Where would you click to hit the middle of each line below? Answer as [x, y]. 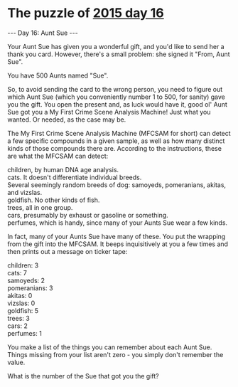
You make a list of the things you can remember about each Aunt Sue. [110, 347]
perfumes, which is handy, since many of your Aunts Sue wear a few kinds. [118, 223]
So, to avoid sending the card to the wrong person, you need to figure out [115, 89]
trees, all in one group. [40, 207]
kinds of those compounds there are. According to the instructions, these [115, 148]
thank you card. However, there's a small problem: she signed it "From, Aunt [119, 54]
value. [16, 362]
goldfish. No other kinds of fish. [54, 200]
